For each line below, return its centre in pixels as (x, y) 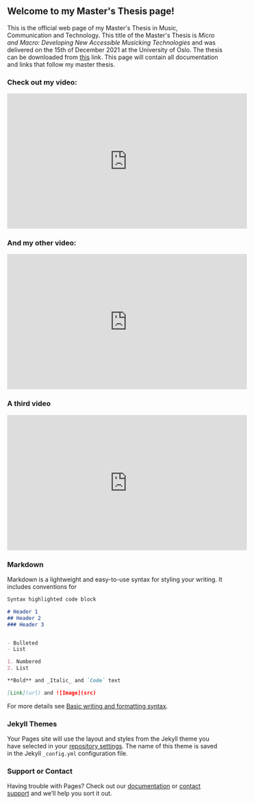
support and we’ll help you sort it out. (60, 794)
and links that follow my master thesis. (61, 64)
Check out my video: (42, 82)
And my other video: (42, 243)
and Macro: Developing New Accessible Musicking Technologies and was (111, 42)
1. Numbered (24, 662)
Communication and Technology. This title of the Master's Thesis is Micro (111, 35)
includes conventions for (42, 587)
